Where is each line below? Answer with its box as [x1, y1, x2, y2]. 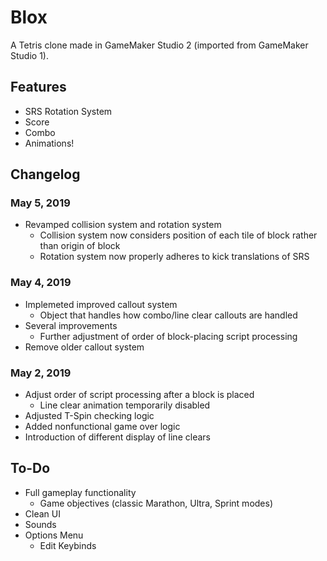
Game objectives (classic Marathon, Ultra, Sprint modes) [39, 497, 274, 509]
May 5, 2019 [10, 196, 71, 210]
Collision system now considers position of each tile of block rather [39, 229, 318, 241]
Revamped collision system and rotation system [24, 219, 222, 231]
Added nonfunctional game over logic [24, 421, 181, 433]
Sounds [24, 518, 57, 530]
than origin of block [39, 240, 121, 252]
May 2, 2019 [10, 366, 72, 380]
